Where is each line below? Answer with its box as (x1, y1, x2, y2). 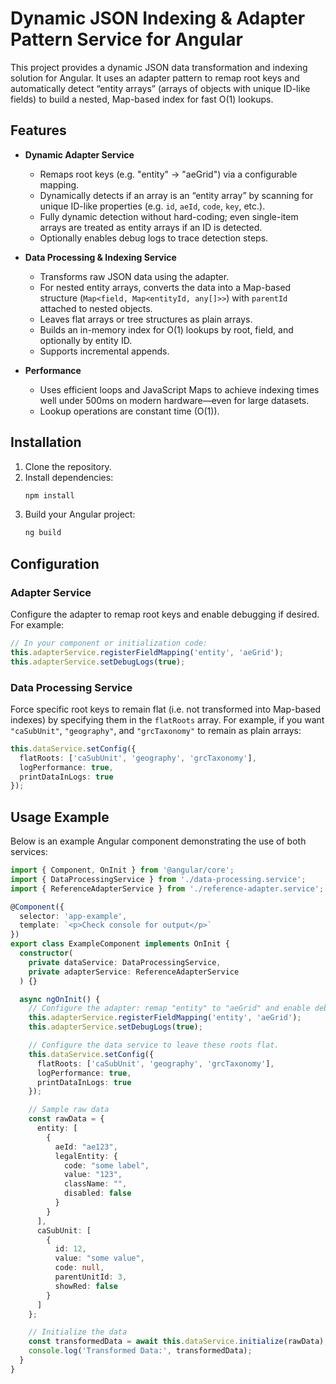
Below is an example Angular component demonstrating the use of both (10, 835, 307, 847)
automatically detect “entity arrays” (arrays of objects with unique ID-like (10, 82, 311, 94)
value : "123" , (63, 1170, 123, 1180)
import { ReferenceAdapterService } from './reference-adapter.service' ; (10, 883, 325, 894)
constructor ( (19, 948, 74, 959)
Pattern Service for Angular (10, 28, 243, 51)
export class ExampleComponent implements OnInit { (10, 939, 230, 949)
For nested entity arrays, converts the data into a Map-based (39, 281, 292, 293)
